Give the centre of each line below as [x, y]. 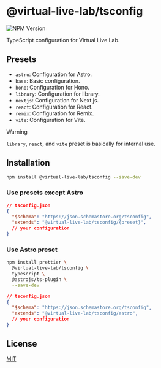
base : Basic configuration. [48, 80]
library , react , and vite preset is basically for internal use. [81, 144]
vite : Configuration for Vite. [50, 120]
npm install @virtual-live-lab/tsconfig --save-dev [73, 177]
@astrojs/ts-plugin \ [39, 279]
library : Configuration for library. [57, 94]
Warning [17, 132]
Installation [28, 163]
